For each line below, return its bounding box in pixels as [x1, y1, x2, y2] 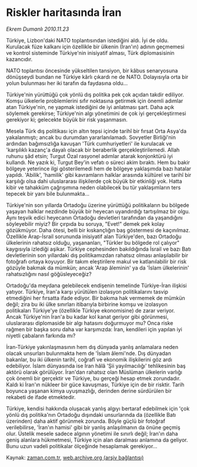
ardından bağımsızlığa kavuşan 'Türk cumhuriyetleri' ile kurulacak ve [6, 140, 172, 147]
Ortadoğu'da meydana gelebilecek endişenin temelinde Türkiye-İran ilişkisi [6, 282, 187, 289]
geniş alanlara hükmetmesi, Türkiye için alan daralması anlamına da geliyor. [6, 436, 188, 443]
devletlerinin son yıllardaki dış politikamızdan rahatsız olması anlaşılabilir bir [6, 251, 188, 259]
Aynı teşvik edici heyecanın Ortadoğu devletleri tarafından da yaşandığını [6, 214, 183, 221]
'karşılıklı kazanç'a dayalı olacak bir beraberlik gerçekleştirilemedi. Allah [6, 146, 180, 153]
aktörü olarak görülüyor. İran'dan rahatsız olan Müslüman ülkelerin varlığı [6, 369, 182, 376]
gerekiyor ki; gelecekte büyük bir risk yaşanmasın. [6, 116, 128, 123]
